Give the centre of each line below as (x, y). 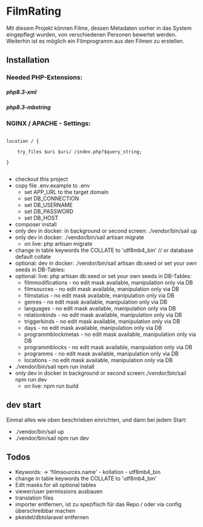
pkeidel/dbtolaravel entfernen (52, 517)
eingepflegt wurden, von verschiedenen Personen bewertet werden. (92, 34)
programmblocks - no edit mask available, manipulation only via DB (108, 347)
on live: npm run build (51, 386)
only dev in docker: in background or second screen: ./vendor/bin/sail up (106, 231)
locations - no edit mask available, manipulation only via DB (98, 360)
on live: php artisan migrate (58, 243)
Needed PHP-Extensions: (45, 77)
